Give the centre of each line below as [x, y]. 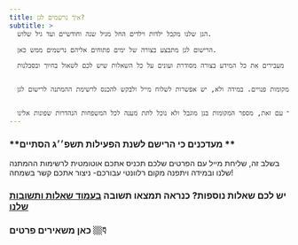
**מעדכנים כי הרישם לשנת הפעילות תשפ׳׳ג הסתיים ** [122, 144]
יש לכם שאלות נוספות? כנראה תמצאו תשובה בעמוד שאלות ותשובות [148, 195]
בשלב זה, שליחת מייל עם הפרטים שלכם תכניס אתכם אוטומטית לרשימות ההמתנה [145, 164]
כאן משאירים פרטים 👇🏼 [58, 231]
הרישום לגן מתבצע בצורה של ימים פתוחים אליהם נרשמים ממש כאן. [117, 50]
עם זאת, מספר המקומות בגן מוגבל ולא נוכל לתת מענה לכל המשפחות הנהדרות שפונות [159, 113]
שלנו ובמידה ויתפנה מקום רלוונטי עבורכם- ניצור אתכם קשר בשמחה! [122, 172]
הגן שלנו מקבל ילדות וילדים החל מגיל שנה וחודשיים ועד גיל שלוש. [114, 34]
